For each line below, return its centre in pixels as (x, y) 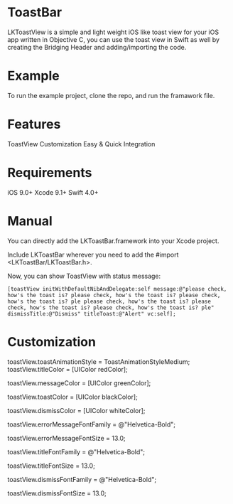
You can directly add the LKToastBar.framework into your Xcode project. (113, 241)
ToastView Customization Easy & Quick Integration (81, 144)
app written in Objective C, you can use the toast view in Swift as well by (114, 39)
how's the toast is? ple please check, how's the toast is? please (109, 301)
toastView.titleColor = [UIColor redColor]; (67, 369)
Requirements (50, 173)
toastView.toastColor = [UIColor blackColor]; (73, 397)
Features (34, 124)
